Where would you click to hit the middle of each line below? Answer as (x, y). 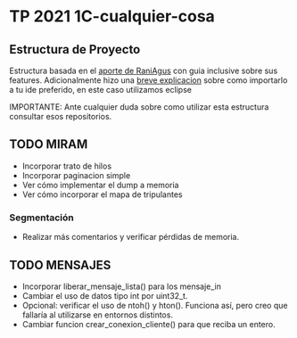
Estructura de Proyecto (75, 49)
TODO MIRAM (49, 144)
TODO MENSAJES (60, 265)
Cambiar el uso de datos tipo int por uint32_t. (105, 295)
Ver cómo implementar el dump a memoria (100, 185)
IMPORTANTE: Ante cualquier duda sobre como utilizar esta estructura (139, 107)
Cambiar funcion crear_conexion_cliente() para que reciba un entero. (148, 324)
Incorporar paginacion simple (76, 175)
